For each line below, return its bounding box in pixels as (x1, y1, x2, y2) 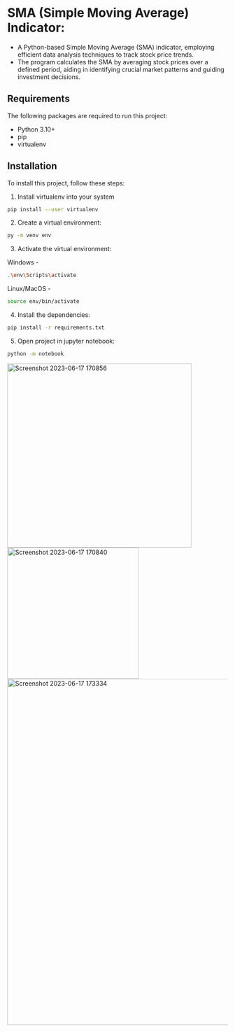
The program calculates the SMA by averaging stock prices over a (17, 57, 208, 66)
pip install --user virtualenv (7, 206, 99, 213)
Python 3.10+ (17, 125, 56, 134)
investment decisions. (17, 72, 81, 81)
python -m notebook (7, 350, 64, 358)
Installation (7, 160, 57, 172)
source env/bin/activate (7, 298, 80, 305)
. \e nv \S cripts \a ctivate (7, 271, 77, 279)
